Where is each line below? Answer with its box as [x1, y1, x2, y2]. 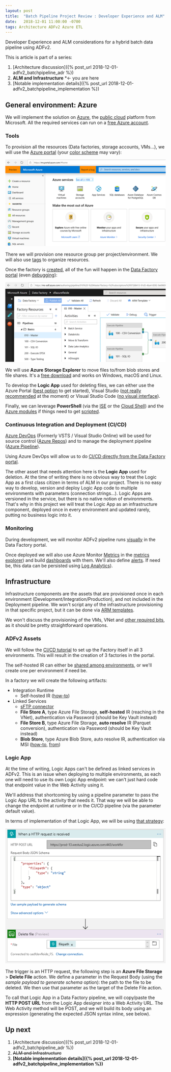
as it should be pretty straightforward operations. [5, 622, 108, 628]
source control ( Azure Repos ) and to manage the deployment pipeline [5, 438, 152, 444]
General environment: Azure [5, 100, 98, 109]
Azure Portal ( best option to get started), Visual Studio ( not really [5, 388, 141, 394]
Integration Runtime [12, 687, 54, 693]
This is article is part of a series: [5, 54, 73, 61]
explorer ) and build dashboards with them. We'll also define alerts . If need [5, 557, 160, 563]
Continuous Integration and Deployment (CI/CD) [5, 421, 127, 428]
